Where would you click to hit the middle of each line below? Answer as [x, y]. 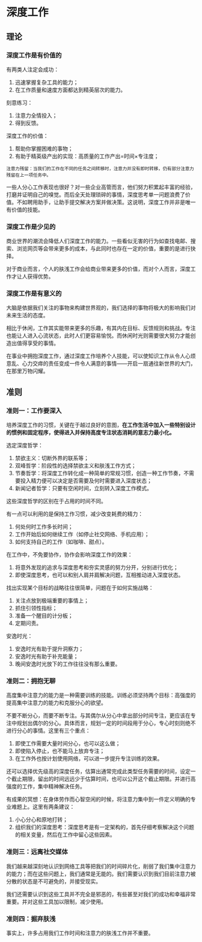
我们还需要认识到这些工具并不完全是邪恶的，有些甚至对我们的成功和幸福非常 [101, 894]
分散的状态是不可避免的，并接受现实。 [54, 881]
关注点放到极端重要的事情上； [52, 601]
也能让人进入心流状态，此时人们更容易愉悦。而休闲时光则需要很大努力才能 [98, 336]
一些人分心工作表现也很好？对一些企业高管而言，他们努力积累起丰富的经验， [101, 187]
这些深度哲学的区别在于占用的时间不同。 [56, 501]
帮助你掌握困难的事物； [44, 148]
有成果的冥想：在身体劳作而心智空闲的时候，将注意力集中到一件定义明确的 [98, 799]
